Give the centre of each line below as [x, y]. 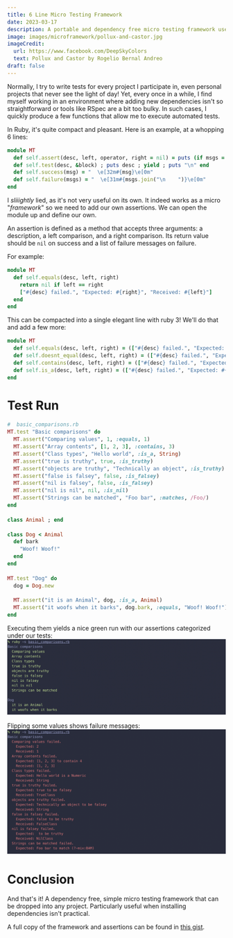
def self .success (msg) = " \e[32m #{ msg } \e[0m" [84, 172]
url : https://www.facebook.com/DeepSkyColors [80, 51]
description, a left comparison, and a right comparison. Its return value [108, 236]
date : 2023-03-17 [32, 22]
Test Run [33, 405]
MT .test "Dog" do [32, 578]
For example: [26, 256]
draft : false [26, 66]
